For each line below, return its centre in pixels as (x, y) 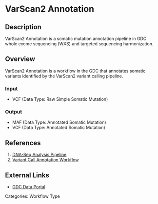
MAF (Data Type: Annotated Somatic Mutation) (59, 122)
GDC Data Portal (29, 187)
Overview (20, 59)
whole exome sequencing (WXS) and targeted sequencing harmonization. (79, 44)
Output (14, 112)
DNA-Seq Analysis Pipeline (39, 155)
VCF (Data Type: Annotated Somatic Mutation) (59, 128)
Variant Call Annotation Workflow (45, 160)
